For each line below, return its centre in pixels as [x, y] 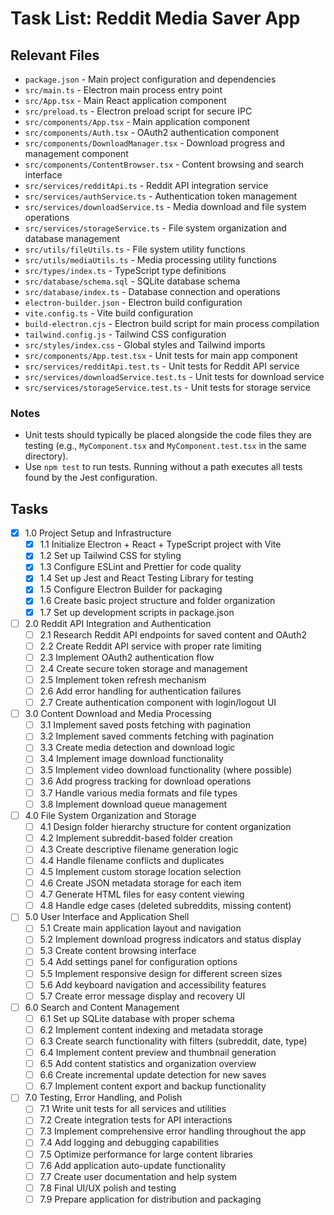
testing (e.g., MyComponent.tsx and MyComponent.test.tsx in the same [165, 446]
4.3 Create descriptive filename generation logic [139, 849]
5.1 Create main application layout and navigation [140, 928]
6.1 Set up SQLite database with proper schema [137, 1018]
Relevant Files [55, 55]
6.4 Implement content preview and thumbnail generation [158, 1052]
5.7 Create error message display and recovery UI [142, 996]
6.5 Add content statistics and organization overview [148, 1064]
